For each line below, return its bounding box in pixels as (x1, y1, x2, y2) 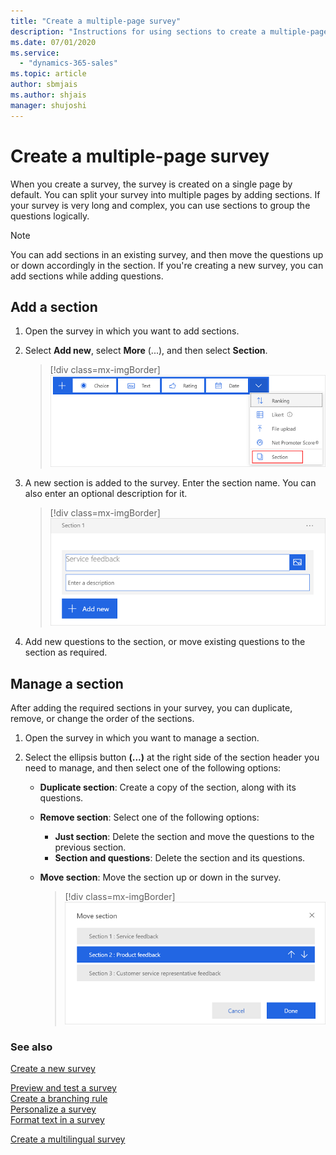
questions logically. (10, 210, 90, 222)
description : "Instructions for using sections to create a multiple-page (10, 26, 329, 37)
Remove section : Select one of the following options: (39, 811, 260, 824)
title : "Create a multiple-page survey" (10, 16, 182, 26)
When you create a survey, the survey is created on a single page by (10, 178, 293, 190)
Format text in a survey (10, 1114, 105, 1126)
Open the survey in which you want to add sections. (24, 325, 240, 337)
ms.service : (10, 48, 60, 58)
